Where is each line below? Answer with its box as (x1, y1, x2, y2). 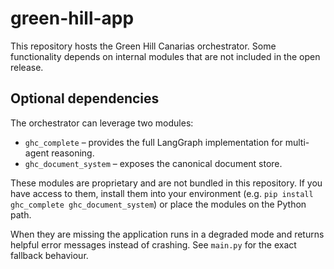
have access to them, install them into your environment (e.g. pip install (10, 187, 314, 199)
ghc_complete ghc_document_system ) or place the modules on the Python (10, 198, 307, 210)
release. (10, 61, 44, 73)
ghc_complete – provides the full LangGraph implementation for (24, 136, 283, 148)
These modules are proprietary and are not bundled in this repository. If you (10, 177, 323, 189)
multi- (284, 136, 310, 148)
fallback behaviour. (10, 249, 89, 261)
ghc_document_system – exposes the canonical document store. (24, 157, 283, 169)
